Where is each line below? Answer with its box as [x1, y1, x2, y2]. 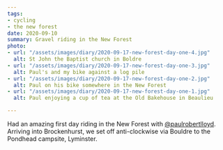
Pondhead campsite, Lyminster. [7, 135, 98, 143]
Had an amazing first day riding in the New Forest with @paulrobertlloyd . [7, 120, 216, 128]
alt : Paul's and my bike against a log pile [13, 68, 145, 75]
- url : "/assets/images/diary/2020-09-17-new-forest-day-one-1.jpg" [7, 88, 210, 95]
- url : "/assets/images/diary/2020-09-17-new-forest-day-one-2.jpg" [7, 75, 210, 82]
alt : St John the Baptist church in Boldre [13, 56, 141, 63]
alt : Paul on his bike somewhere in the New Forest [13, 82, 167, 89]
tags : [7, 10, 23, 17]
